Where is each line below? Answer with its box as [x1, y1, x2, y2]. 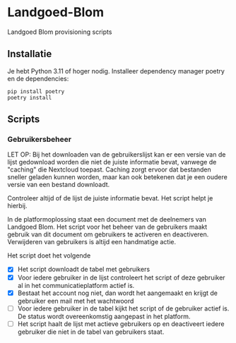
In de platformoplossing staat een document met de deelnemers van [7, 215, 206, 224]
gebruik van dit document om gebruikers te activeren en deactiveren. [7, 230, 209, 239]
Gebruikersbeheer [7, 135, 72, 145]
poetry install [7, 94, 52, 101]
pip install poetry [7, 88, 65, 95]
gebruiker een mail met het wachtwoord [17, 296, 134, 305]
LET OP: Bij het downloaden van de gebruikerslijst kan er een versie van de [7, 150, 226, 159]
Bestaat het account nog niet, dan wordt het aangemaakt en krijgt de [17, 289, 218, 297]
